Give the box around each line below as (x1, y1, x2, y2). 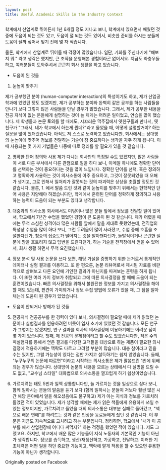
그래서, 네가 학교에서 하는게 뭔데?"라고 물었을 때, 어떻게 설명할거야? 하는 (20, 124, 160, 130)
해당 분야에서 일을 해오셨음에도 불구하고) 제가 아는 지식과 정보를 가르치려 (17, 393, 159, 399)
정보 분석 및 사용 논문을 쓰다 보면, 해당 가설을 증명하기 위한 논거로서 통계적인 (12, 256, 161, 262)
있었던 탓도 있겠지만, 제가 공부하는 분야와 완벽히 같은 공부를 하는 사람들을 (18, 99, 160, 105)
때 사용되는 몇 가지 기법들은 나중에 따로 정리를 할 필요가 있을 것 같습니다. (5, 143, 145, 149)
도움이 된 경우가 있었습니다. (25, 293, 79, 299)
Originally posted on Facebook (5, 459, 68, 465)
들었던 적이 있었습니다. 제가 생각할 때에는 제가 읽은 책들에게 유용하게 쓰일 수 (12, 399, 160, 405)
